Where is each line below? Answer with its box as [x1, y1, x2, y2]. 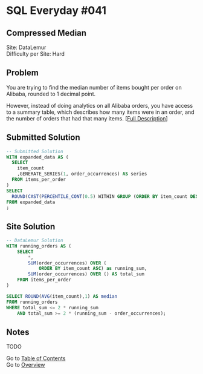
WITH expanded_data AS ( [6, 154, 69, 160]
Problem [6, 68, 39, 78]
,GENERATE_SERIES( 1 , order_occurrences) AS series [17, 171, 147, 177]
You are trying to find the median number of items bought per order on [6, 84, 182, 91]
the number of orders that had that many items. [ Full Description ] [6, 114, 168, 122]
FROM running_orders [6, 299, 59, 305]
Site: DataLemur [6, 44, 47, 51]
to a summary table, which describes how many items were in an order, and [6, 108, 195, 116]
